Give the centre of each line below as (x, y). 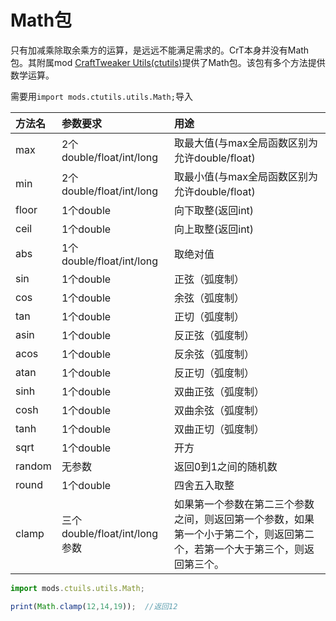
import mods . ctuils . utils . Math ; (77, 588)
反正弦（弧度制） (214, 335)
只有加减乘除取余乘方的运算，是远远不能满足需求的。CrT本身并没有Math (160, 50)
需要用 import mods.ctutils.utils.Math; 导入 (101, 96)
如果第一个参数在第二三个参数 (244, 504)
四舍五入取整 (204, 485)
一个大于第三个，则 (259, 549)
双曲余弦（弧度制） (219, 410)
